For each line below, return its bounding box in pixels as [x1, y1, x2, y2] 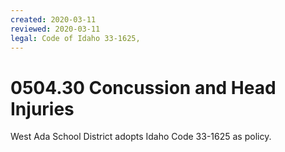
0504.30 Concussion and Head [10, 76, 277, 99]
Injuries [10, 97, 75, 120]
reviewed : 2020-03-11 [10, 24, 101, 34]
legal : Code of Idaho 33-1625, [10, 33, 141, 43]
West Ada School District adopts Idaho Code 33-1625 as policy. [10, 131, 272, 143]
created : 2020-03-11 [10, 14, 97, 25]
